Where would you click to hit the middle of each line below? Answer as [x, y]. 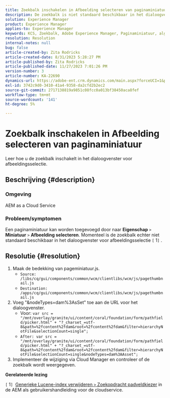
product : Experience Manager [36, 24]
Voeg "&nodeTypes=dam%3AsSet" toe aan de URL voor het [75, 302]
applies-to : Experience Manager [39, 29]
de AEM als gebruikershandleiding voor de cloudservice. [64, 390]
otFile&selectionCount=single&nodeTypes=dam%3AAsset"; [79, 354]
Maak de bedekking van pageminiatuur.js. [56, 268]
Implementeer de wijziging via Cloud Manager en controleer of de [81, 359]
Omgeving [18, 194]
